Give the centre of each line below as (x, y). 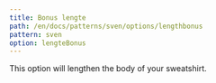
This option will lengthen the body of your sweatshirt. (108, 69)
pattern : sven (36, 34)
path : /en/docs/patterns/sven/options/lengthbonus (106, 26)
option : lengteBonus (48, 43)
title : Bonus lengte (48, 18)
